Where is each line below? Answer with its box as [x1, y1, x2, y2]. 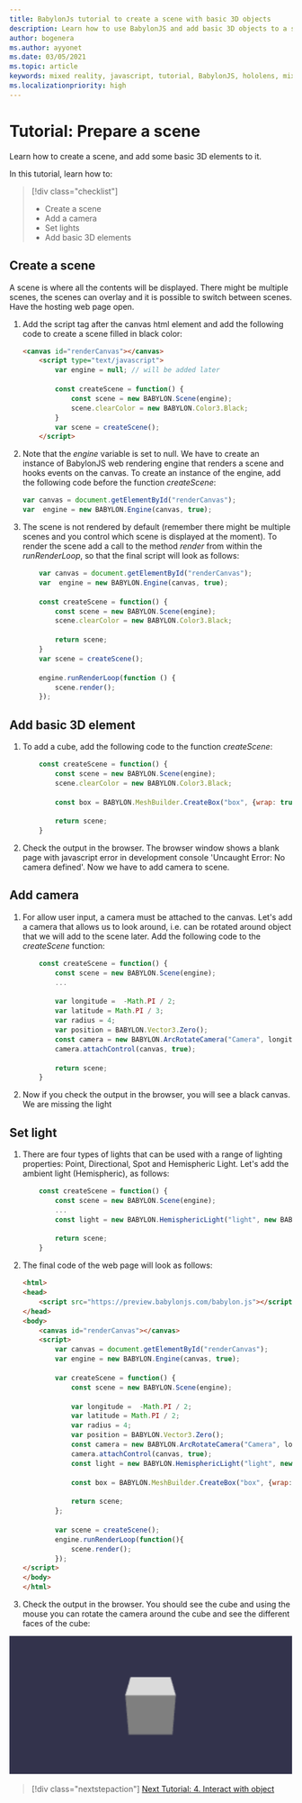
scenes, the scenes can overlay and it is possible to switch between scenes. [9, 291, 292, 302]
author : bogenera [9, 33, 75, 42]
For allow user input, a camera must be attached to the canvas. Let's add [22, 911, 293, 923]
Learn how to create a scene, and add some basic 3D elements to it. [9, 150, 262, 161]
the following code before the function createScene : [22, 478, 217, 488]
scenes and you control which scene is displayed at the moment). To [22, 532, 277, 542]
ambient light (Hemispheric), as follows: [22, 1168, 170, 1179]
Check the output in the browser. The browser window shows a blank [22, 842, 280, 853]
